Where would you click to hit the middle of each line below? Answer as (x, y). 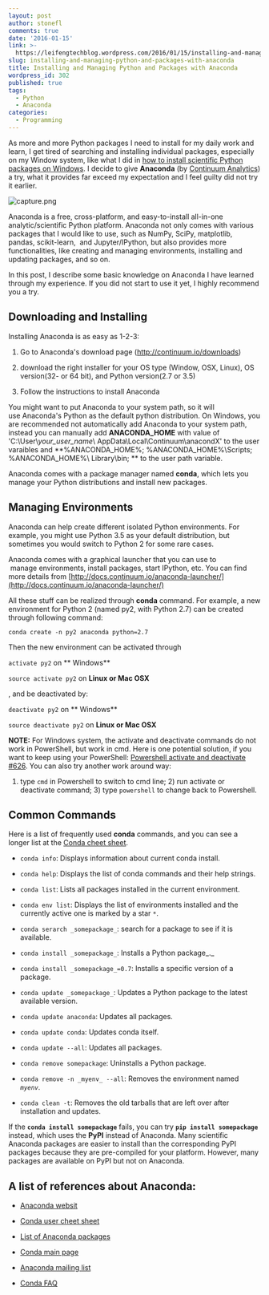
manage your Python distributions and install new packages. (108, 482)
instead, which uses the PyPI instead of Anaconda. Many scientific (118, 1135)
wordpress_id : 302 (39, 75)
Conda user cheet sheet (60, 1221)
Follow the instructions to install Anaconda (90, 391)
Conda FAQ (38, 1283)
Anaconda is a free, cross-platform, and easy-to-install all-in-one (116, 217)
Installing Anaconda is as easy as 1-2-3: (74, 336)
